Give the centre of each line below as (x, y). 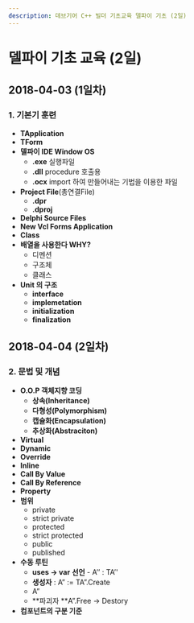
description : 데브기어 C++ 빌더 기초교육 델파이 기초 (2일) (98, 16)
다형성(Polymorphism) (69, 411)
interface (48, 294)
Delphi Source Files (53, 217)
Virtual (32, 440)
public (42, 544)
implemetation (57, 302)
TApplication (42, 133)
